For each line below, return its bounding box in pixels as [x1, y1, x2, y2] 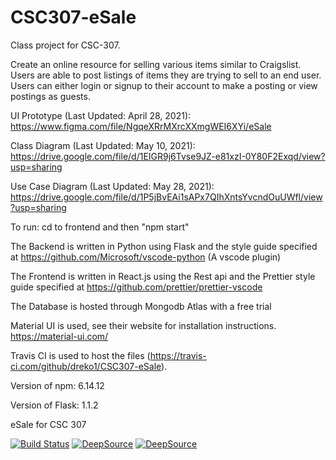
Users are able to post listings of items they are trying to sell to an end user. [10, 69, 322, 81]
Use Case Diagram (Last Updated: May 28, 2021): [10, 180, 215, 192]
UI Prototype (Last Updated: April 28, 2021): [10, 109, 192, 121]
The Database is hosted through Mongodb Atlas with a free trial [10, 300, 272, 312]
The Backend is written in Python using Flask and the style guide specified [10, 240, 318, 252]
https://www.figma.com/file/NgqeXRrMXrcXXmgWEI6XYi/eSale [10, 120, 272, 132]
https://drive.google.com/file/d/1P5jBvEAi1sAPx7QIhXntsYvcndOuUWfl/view [10, 191, 323, 203]
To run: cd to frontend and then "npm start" [10, 221, 190, 233]
